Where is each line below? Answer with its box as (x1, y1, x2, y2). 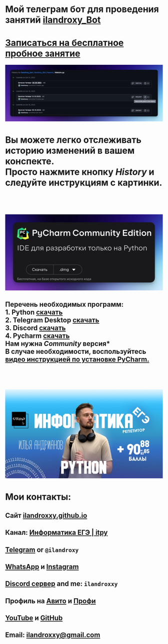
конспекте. (5, 155, 54, 167)
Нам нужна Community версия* (5, 339, 110, 348)
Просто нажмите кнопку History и (5, 166, 154, 177)
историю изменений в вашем (5, 145, 135, 156)
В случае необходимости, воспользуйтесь (5, 347, 146, 356)
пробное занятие (5, 48, 80, 59)
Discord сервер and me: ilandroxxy (5, 580, 118, 588)
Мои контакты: (5, 491, 71, 503)
